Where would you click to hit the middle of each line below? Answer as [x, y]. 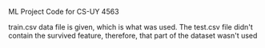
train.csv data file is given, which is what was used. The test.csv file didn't [131, 27]
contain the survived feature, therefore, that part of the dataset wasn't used [133, 36]
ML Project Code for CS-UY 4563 [64, 12]
